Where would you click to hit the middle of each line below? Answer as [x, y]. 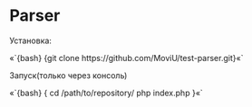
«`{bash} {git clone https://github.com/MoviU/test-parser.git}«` [126, 58]
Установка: [31, 40]
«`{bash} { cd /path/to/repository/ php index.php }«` [107, 93]
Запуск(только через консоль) [68, 75]
